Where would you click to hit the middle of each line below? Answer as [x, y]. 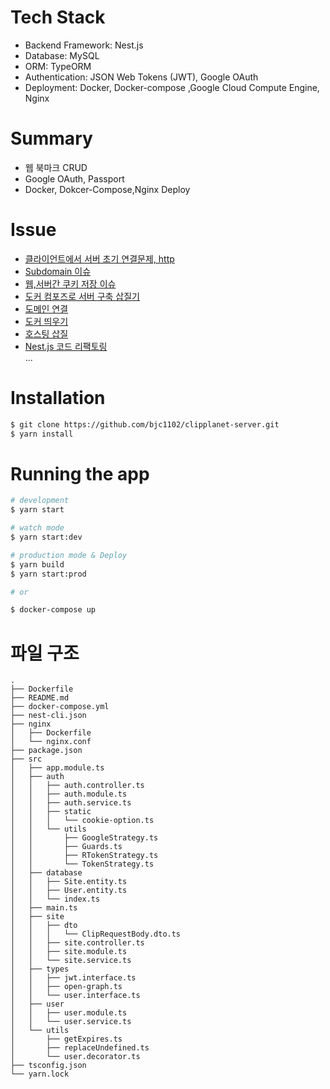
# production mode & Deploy [69, 555]
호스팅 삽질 [46, 333]
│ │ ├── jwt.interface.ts [73, 978]
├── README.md [40, 698]
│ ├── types [40, 969]
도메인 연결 [46, 308]
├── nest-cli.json [48, 716]
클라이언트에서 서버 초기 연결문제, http [99, 258]
